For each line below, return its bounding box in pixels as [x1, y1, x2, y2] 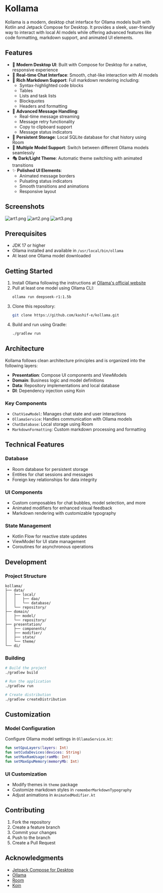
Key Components [5, 400, 47, 407]
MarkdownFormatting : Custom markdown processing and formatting [12, 426, 146, 432]
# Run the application [5, 679, 51, 684]
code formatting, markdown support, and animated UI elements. [5, 35, 134, 40]
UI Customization [5, 771, 47, 777]
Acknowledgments [5, 854, 64, 862]
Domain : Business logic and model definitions [12, 377, 105, 383]
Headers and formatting [19, 103, 68, 109]
